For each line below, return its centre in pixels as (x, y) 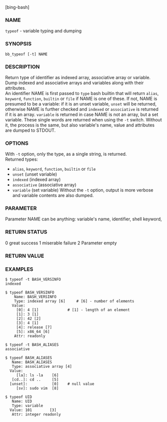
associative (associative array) (44, 185)
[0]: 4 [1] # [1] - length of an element (73, 310)
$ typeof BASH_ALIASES (29, 358)
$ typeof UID (19, 397)
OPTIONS (17, 143)
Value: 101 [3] (33, 410)
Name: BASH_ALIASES (32, 362)
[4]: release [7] (34, 327)
